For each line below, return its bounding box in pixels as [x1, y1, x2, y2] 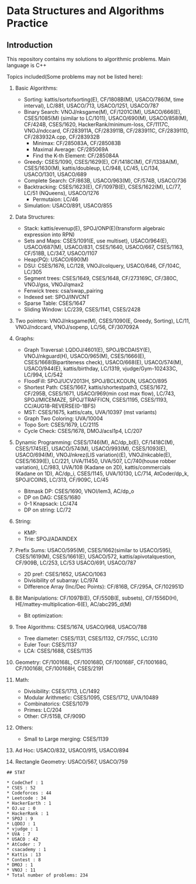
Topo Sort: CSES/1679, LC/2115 [23, 421, 99, 428]
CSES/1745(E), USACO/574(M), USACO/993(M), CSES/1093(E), [15, 445, 167, 452]
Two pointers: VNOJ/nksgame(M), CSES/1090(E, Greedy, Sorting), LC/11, [15, 317, 191, 324]
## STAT [6, 769, 26, 775]
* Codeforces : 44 [6, 790, 51, 796]
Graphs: [15, 335, 35, 342]
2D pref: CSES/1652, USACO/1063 [23, 571, 106, 577]
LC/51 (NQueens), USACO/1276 [23, 190, 99, 196]
